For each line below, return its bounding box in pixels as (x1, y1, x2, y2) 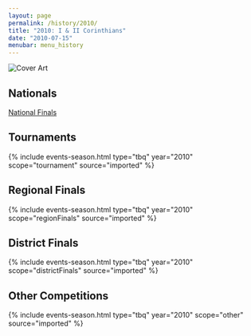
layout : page (8, 11, 52, 20)
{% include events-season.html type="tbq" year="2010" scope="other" (8, 310, 244, 320)
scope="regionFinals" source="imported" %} (8, 213, 157, 223)
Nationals (8, 86, 57, 100)
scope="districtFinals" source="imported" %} (8, 266, 159, 275)
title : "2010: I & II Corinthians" (8, 26, 127, 34)
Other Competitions (8, 289, 109, 302)
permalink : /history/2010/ (8, 19, 98, 27)
